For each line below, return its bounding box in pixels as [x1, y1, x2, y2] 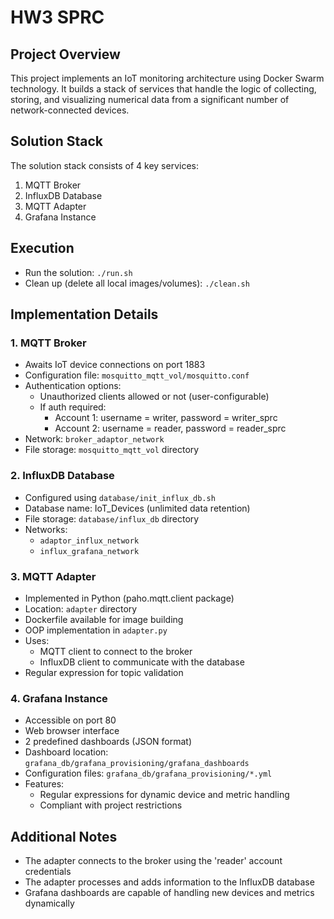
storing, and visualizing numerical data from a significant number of [10, 94, 290, 105]
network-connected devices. [10, 104, 130, 116]
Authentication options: [24, 380, 122, 392]
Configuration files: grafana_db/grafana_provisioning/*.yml [24, 767, 273, 780]
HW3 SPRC [10, 6, 105, 29]
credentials [24, 866, 72, 878]
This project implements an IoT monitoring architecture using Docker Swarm [10, 72, 325, 84]
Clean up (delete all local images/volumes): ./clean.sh [24, 277, 250, 289]
